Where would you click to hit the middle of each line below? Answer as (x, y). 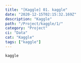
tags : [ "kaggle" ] (23, 42)
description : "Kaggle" (29, 19)
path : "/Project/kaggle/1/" (34, 24)
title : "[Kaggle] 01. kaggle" (37, 10)
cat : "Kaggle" (20, 38)
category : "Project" (27, 28)
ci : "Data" (16, 33)
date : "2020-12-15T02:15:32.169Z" (41, 14)
